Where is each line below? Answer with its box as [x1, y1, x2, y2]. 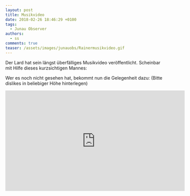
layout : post [5, 7, 33, 13]
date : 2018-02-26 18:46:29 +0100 [5, 17, 77, 22]
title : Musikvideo [5, 12, 45, 17]
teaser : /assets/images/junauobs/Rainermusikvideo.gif [5, 45, 125, 51]
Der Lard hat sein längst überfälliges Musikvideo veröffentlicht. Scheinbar [5, 59, 161, 65]
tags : [5, 21, 17, 27]
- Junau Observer [10, 27, 47, 32]
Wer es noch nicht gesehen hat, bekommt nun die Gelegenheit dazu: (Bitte [5, 75, 163, 81]
